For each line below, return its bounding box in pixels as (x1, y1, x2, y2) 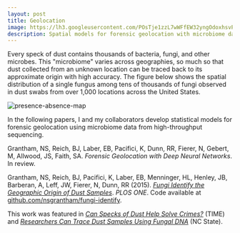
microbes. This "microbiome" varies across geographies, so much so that (7, 58, 224, 66)
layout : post (7, 10, 46, 18)
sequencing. (7, 130, 44, 139)
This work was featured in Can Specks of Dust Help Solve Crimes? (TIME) (7, 209, 225, 218)
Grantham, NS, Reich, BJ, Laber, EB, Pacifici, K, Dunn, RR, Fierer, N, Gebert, (7, 144, 229, 153)
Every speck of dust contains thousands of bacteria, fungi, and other (7, 50, 210, 58)
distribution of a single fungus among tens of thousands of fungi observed (7, 80, 226, 89)
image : (7, 24, 27, 31)
